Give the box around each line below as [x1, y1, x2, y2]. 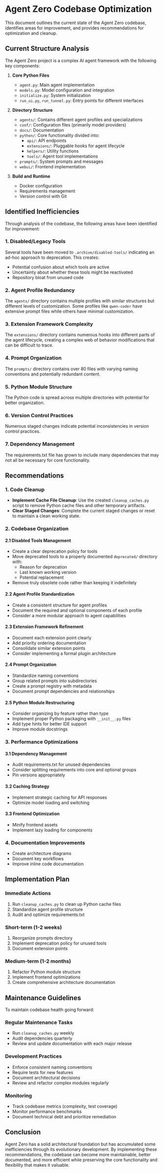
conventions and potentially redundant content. [5, 371, 101, 377]
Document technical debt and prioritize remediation [12, 1114, 117, 1120]
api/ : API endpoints [26, 137, 67, 143]
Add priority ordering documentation [12, 640, 87, 646]
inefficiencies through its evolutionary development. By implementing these [5, 1146, 158, 1152]
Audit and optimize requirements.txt [12, 912, 85, 918]
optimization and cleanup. [5, 30, 58, 36]
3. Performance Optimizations [5, 738, 78, 745]
